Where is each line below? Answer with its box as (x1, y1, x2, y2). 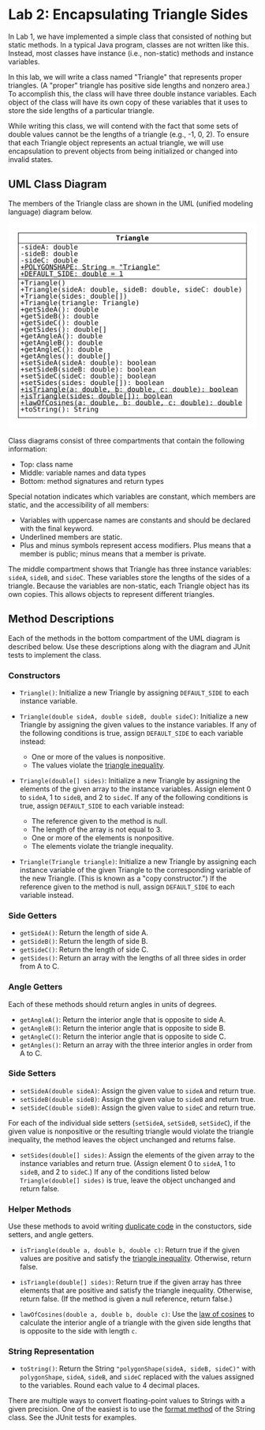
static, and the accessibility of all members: (8, 500, 150, 509)
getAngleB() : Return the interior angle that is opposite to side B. (19, 1023, 226, 1032)
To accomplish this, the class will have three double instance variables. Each (8, 89, 257, 98)
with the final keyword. (19, 523, 94, 533)
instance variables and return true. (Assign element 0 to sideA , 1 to (19, 1158, 236, 1168)
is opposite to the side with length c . (19, 1326, 138, 1336)
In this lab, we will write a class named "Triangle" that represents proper (8, 72, 242, 81)
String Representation (8, 1346, 95, 1357)
